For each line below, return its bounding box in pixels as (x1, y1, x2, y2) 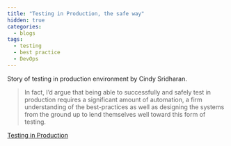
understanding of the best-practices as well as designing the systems (24, 102, 225, 111)
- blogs (13, 29, 36, 37)
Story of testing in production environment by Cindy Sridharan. (7, 74, 188, 83)
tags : (7, 36, 23, 43)
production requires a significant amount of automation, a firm (24, 95, 203, 104)
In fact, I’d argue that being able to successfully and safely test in (24, 88, 211, 96)
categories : (7, 23, 42, 30)
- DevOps (13, 56, 39, 63)
